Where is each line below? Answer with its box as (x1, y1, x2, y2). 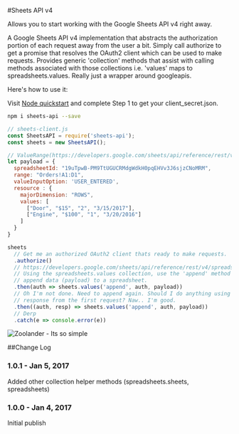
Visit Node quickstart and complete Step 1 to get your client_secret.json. (7, 99, 219, 107)
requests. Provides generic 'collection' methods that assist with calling (7, 56, 215, 65)
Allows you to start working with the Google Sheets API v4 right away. (7, 20, 213, 28)
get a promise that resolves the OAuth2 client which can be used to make (7, 49, 223, 57)
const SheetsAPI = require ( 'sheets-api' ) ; (7, 132, 135, 139)
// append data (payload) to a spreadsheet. (14, 277, 148, 284)
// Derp (14, 309, 37, 317)
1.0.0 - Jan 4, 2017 (7, 402, 73, 412)
